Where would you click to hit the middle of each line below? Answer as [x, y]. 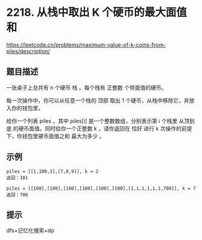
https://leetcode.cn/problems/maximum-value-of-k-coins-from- [86, 45]
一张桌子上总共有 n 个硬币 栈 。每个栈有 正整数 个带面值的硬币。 [86, 87]
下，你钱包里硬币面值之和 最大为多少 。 [55, 136]
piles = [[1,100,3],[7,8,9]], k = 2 [52, 171]
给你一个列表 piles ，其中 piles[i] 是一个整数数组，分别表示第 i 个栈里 [92, 121]
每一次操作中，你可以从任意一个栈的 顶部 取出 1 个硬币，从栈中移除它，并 [98, 100]
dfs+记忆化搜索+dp [30, 230]
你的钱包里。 [27, 108]
